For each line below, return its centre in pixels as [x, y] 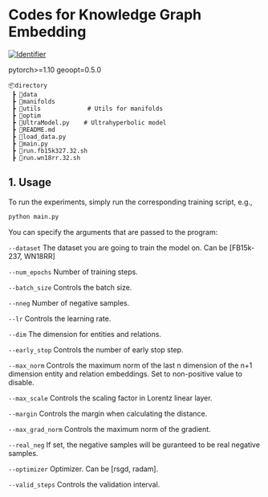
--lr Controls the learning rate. [60, 318]
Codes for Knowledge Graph [105, 15]
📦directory [28, 85]
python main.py [34, 216]
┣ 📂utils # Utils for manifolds [87, 109]
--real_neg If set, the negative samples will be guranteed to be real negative [134, 445]
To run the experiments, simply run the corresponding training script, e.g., [130, 202]
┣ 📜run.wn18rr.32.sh [46, 158]
